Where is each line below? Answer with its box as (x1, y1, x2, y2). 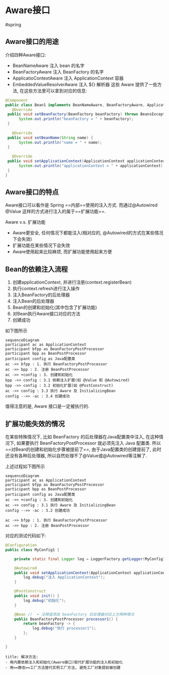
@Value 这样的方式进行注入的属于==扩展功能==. (5, 209, 106, 215)
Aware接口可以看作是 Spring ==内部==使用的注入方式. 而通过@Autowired (5, 202, 157, 208)
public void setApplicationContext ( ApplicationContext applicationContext (7, 159, 167, 164)
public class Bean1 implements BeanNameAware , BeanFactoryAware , (5, 102, 145, 107)
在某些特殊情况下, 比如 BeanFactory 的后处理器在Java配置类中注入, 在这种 (5, 434, 159, 440)
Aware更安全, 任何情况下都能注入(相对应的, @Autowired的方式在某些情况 (12, 230, 163, 236)
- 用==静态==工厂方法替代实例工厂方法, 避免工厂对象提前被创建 (5, 665, 121, 670)
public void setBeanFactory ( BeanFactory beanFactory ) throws (7, 112, 138, 117)
